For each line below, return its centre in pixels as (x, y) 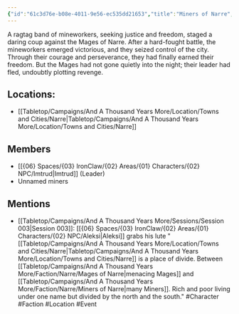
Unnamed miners (43, 182)
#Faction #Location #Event (57, 304)
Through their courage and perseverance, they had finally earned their (111, 57)
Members (29, 149)
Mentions (29, 204)
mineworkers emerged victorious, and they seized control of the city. (108, 49)
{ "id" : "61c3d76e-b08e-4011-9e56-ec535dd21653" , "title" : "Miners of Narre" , (121, 14)
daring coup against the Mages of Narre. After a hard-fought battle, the (112, 42)
